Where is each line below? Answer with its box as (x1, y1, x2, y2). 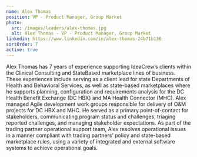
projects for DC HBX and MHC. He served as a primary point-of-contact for (6, 106, 189, 113)
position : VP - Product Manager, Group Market (6, 14, 122, 20)
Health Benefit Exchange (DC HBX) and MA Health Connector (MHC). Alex (6, 94, 186, 101)
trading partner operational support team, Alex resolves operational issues (6, 125, 186, 132)
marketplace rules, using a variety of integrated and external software (6, 138, 175, 145)
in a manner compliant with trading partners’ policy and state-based (6, 132, 171, 139)
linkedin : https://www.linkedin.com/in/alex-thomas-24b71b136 (6, 36, 162, 42)
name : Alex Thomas (6, 8, 51, 15)
